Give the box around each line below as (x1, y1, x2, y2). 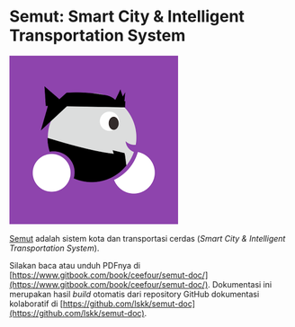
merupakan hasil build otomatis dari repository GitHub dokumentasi (9, 288, 260, 299)
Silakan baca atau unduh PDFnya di (9, 260, 141, 270)
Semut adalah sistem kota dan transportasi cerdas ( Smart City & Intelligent (9, 233, 286, 243)
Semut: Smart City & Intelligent (9, 6, 246, 27)
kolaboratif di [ (9, 298, 64, 309)
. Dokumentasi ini (208, 278, 273, 289)
